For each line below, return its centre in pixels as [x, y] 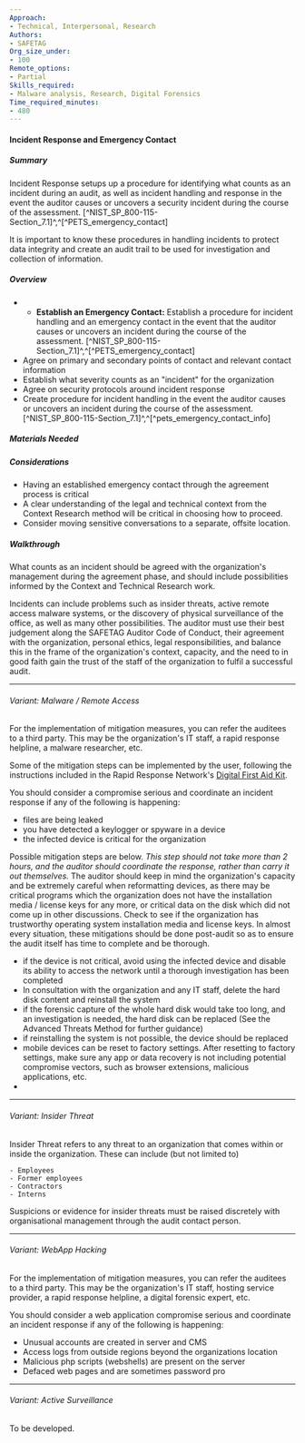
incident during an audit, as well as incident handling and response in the [146, 192]
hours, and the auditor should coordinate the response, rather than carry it [150, 867]
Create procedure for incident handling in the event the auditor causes [154, 398]
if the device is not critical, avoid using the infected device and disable [154, 961]
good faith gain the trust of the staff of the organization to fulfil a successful [151, 662]
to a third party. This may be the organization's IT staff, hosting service [142, 1287]
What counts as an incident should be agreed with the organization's [138, 567]
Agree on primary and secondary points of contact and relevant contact [157, 360]
